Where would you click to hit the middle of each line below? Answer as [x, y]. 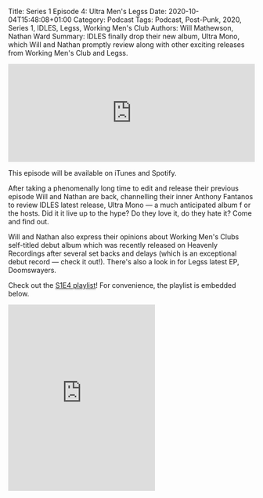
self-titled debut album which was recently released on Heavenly [113, 245]
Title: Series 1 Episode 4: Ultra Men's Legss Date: [87, 11]
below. [19, 294]
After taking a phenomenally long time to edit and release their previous [123, 188]
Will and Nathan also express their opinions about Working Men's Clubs [124, 237]
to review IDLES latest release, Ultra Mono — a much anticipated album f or [130, 205]
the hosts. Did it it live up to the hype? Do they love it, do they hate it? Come [130, 213]
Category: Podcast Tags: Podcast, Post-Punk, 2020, [157, 20]
